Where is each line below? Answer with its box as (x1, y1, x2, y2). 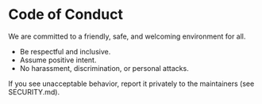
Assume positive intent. (19, 55, 97, 65)
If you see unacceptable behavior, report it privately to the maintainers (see (8, 79, 255, 88)
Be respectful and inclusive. (19, 46, 111, 56)
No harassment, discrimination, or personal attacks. (19, 63, 189, 72)
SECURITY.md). (8, 87, 60, 96)
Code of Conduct (8, 6, 123, 24)
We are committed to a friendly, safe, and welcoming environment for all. (8, 32, 246, 41)
